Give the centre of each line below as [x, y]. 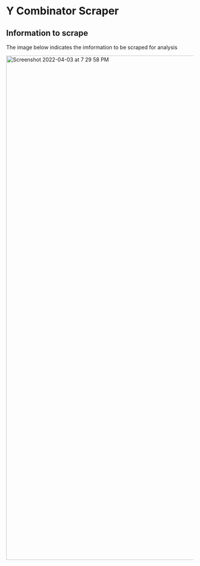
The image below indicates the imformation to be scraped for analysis [92, 47]
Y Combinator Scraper [62, 11]
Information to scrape [47, 33]
